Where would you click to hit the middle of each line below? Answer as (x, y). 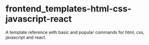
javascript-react (39, 19)
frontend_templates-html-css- (69, 9)
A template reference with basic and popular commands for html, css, (75, 32)
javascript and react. (26, 37)
